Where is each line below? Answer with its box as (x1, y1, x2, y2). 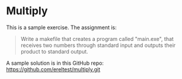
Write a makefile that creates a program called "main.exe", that (20, 35, 174, 42)
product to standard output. (20, 48, 88, 55)
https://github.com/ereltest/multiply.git (6, 65, 101, 72)
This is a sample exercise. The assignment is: (6, 24, 117, 31)
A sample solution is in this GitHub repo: (6, 59, 104, 67)
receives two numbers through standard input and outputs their (20, 42, 176, 49)
